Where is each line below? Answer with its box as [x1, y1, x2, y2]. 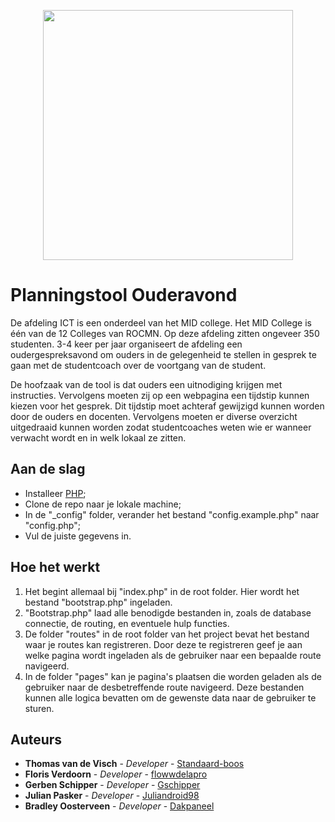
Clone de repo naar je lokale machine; [24, 498, 182, 510]
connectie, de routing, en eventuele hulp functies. [24, 617, 230, 629]
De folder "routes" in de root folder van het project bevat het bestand [24, 628, 310, 640]
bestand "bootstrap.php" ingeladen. [24, 596, 173, 608]
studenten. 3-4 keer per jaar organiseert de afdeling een [10, 338, 243, 350]
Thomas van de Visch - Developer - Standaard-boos [24, 758, 245, 770]
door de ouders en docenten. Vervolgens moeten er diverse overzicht [10, 410, 298, 422]
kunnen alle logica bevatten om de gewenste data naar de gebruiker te [24, 691, 317, 704]
